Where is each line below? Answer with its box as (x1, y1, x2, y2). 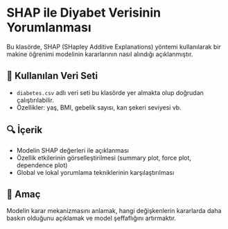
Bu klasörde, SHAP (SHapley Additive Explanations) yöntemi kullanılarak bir (6, 42, 221, 51)
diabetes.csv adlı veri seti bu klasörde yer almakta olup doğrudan (16, 88, 204, 96)
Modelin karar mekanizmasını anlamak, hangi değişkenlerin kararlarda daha (6, 207, 222, 215)
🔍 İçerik (6, 124, 43, 136)
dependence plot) (16, 161, 68, 169)
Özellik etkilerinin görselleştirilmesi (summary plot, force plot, (16, 153, 192, 162)
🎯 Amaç (6, 188, 41, 200)
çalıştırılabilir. (16, 96, 55, 104)
